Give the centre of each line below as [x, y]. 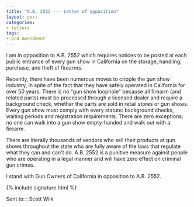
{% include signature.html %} [41, 187]
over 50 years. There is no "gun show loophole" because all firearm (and [93, 92]
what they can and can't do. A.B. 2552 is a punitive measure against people [97, 152]
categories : [20, 22]
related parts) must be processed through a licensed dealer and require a [94, 98]
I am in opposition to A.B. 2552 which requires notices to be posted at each [97, 55]
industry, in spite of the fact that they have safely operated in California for [96, 85]
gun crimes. [20, 165]
